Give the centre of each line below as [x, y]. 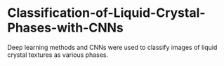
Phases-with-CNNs [66, 28]
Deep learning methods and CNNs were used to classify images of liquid [112, 47]
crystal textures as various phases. [58, 55]
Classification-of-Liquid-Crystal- [106, 13]
